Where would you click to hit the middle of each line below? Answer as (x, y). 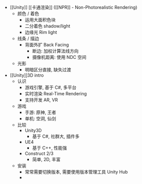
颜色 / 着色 (28, 13)
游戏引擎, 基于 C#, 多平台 (51, 87)
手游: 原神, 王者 (40, 112)
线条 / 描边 (28, 38)
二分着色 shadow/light (48, 26)
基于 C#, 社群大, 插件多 (56, 136)
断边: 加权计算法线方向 (55, 51)
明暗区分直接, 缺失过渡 (48, 70)
